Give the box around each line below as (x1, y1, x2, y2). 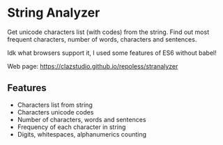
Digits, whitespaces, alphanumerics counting (17, 130, 147, 138)
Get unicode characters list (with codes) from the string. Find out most (7, 28, 210, 36)
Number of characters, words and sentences (17, 115, 146, 123)
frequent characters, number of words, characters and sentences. (7, 35, 197, 43)
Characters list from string (17, 101, 93, 109)
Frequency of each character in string (17, 123, 126, 131)
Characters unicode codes (17, 108, 94, 116)
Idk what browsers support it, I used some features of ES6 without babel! (7, 49, 217, 57)
